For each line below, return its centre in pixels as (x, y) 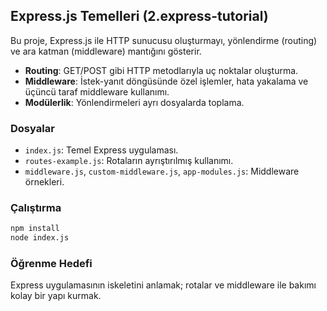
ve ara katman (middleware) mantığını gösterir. (106, 51)
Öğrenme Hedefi (51, 264)
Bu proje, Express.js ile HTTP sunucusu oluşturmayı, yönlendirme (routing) (164, 40)
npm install (35, 229)
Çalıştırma (36, 208)
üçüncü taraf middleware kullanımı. (97, 91)
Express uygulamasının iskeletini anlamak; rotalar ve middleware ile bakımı (163, 285)
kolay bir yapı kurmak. (56, 296)
